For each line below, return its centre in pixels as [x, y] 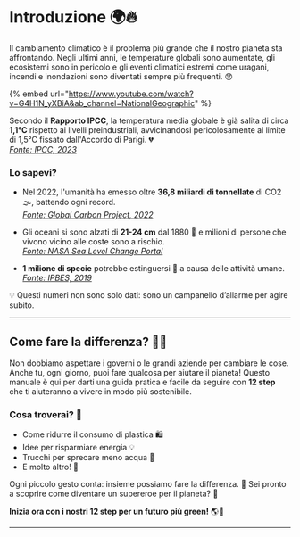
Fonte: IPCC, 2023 [43, 149]
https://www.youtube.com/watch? [131, 94]
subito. [22, 305]
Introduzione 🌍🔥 [73, 17]
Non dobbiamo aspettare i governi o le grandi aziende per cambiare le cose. [149, 363]
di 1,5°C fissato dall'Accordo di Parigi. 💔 [82, 139]
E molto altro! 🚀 [50, 467]
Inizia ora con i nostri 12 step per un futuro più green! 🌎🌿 [117, 512]
